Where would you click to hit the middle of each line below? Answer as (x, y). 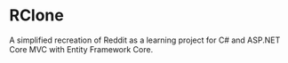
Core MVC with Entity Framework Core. (81, 49)
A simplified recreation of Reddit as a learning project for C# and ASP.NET (145, 40)
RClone (36, 16)
